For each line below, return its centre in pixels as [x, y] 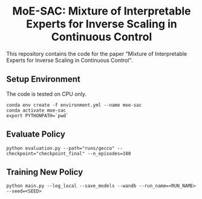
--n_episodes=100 [109, 153]
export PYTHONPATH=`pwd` [37, 116]
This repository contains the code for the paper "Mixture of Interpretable [97, 53]
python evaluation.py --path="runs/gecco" [60, 148]
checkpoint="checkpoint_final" [46, 153]
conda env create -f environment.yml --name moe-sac [74, 105]
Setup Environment [43, 79]
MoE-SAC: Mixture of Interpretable [102, 11]
